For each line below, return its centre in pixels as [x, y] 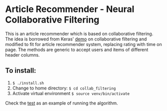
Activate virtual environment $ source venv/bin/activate [71, 93]
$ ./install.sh [28, 83]
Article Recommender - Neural [70, 9]
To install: [21, 71]
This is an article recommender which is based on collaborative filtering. [79, 33]
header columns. [22, 55]
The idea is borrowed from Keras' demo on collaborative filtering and [76, 39]
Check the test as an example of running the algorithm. [62, 103]
